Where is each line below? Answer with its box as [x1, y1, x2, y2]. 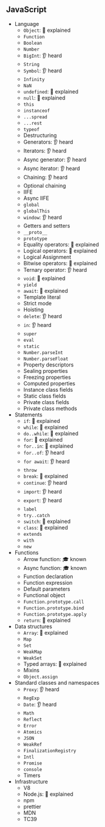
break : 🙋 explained [23, 472, 69, 479]
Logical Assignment [23, 253, 72, 261]
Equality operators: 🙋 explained [23, 241, 99, 248]
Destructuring [23, 132, 57, 139]
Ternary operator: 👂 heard [23, 266, 87, 273]
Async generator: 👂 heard [23, 156, 87, 163]
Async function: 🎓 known [23, 564, 87, 571]
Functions [14, 549, 39, 556]
